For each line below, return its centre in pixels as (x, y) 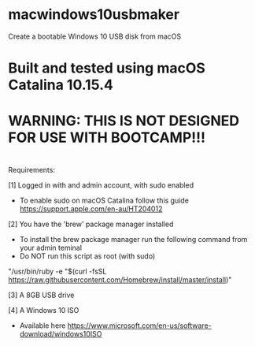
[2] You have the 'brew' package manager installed (91, 224)
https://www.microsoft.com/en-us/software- (140, 326)
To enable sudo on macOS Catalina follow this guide (104, 200)
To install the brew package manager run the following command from (133, 239)
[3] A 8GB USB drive (41, 295)
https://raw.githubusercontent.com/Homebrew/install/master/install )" (120, 279)
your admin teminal (51, 247)
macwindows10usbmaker (94, 15)
